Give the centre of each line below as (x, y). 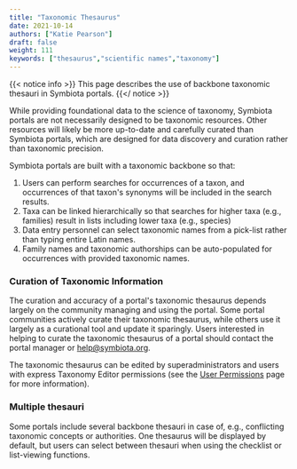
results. (36, 202)
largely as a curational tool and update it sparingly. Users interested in (137, 329)
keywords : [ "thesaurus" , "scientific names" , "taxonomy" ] (114, 59)
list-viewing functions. (50, 455)
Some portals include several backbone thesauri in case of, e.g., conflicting (147, 426)
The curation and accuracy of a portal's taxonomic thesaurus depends (138, 301)
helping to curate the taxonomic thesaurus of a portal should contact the (141, 338)
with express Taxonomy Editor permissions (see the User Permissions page (147, 375)
